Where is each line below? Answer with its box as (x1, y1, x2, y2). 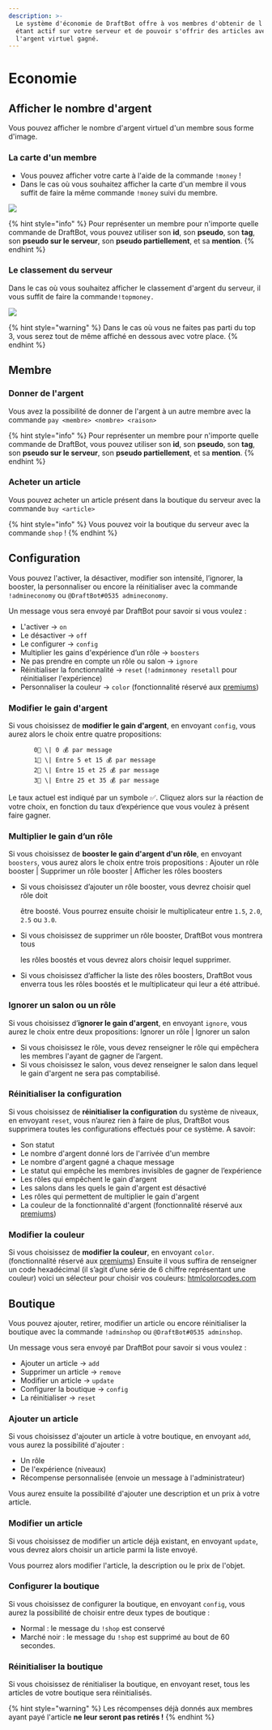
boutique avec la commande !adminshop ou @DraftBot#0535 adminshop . (8, 1327, 243, 1337)
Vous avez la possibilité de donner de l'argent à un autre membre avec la (8, 406, 251, 416)
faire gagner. (8, 810, 51, 820)
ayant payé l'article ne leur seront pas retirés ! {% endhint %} (8, 1712, 215, 1722)
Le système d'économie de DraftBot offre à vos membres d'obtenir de (15, 19, 255, 28)
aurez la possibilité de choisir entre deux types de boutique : (8, 1608, 210, 1617)
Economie (8, 70, 78, 88)
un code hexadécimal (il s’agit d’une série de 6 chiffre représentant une (8, 1264, 246, 1274)
